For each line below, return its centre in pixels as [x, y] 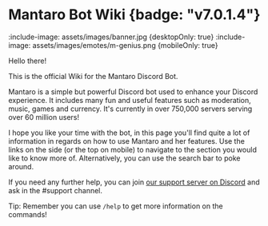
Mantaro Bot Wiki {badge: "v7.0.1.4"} [134, 15]
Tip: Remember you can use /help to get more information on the [116, 206]
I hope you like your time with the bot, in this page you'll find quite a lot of [129, 133]
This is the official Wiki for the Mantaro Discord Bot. [93, 76]
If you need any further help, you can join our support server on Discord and [134, 182]
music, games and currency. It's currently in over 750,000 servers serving [130, 109]
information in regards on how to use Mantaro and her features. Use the [127, 141]
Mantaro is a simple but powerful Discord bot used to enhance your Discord [133, 91]
